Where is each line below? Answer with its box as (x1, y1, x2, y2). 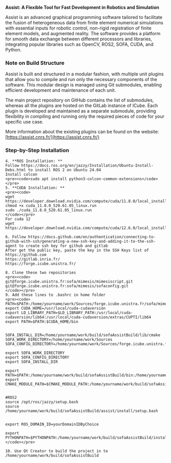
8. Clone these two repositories (5, 270, 76, 275)
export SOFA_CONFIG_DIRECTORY (5, 354, 70, 360)
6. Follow (5, 234, 26, 239)
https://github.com (5, 252, 47, 257)
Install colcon (5, 172, 38, 177)
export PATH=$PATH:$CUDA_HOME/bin (5, 319, 79, 324)
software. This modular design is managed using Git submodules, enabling (5, 82, 162, 88)
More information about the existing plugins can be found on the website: (5, 128, 159, 135)
